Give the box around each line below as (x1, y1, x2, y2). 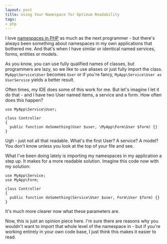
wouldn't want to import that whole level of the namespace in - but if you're (5, 223, 161, 229)
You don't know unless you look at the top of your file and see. (5, 143, 134, 149)
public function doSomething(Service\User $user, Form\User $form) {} (9, 195, 160, 200)
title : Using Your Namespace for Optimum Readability (5, 12, 120, 17)
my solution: (5, 164, 30, 170)
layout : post (5, 7, 32, 13)
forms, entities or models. (5, 51, 58, 57)
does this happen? (5, 97, 43, 103)
